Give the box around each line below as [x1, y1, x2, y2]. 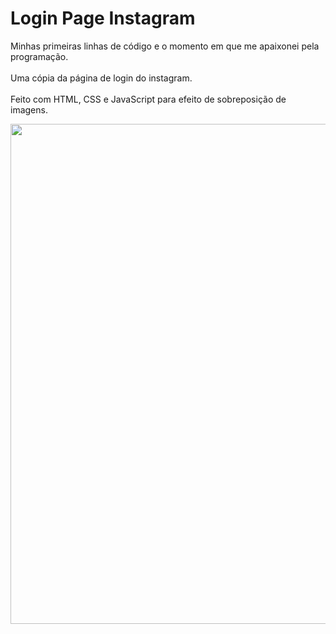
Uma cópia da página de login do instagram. [10, 72, 193, 84]
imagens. [10, 103, 48, 116]
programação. [10, 50, 69, 62]
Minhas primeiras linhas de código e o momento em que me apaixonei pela [10, 40, 320, 52]
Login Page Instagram [10, 7, 196, 30]
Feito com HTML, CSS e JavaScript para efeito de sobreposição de [10, 93, 287, 105]
